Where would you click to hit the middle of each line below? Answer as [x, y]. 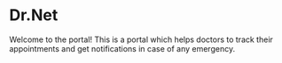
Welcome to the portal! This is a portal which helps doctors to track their [141, 39]
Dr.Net [34, 15]
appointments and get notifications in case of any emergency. [122, 48]
